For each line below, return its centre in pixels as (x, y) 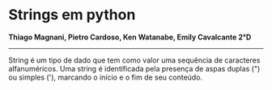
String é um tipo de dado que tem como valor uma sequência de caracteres (134, 60)
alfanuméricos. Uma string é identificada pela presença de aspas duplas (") (134, 68)
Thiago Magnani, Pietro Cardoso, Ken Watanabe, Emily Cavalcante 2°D (130, 37)
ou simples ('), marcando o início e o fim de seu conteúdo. (106, 77)
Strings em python (72, 15)
